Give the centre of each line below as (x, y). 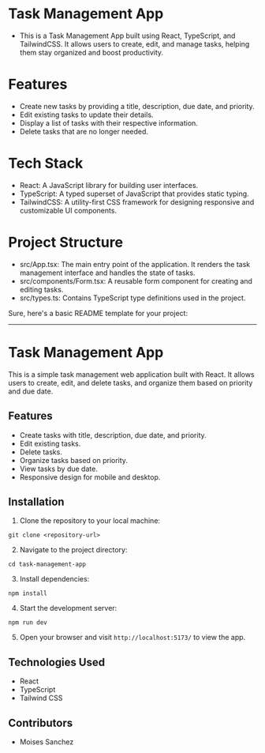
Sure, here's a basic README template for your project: (98, 313)
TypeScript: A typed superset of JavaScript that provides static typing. (134, 194)
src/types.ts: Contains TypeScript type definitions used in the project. (132, 298)
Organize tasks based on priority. (74, 460)
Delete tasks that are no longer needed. (84, 131)
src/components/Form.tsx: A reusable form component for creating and (136, 280)
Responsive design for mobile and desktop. (90, 477)
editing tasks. (41, 289)
